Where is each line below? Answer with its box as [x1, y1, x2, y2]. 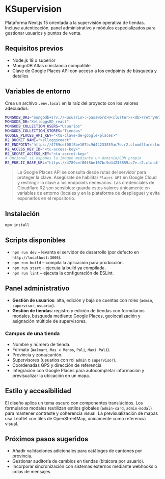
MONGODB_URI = [5, 115, 32, 120]
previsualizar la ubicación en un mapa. [12, 373, 90, 378]
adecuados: [5, 105, 29, 111]
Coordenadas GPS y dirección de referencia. [12, 362, 103, 368]
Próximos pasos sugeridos [5, 435, 88, 443]
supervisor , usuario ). [12, 303, 55, 308]
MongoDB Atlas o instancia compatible [12, 62, 91, 68]
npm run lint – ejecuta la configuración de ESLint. [12, 270, 114, 276]
